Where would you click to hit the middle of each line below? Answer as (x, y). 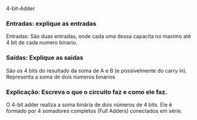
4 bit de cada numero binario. (42, 43)
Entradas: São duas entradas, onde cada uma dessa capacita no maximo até (98, 36)
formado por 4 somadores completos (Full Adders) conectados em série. (94, 111)
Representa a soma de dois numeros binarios (61, 77)
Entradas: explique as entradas (51, 23)
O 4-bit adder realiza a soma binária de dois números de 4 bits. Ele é (89, 104)
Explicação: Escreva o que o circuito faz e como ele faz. (87, 92)
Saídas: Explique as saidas (45, 58)
